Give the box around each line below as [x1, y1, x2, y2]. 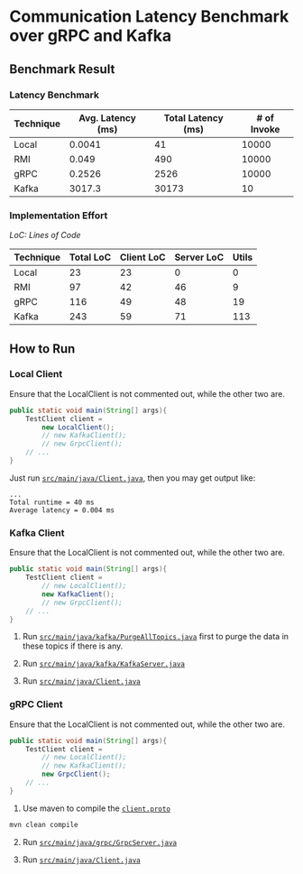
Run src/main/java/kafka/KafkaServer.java [22, 658, 186, 669]
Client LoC [120, 251, 166, 263]
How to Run [9, 341, 76, 356]
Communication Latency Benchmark [9, 6, 289, 27]
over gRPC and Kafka [9, 25, 172, 46]
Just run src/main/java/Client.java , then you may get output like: [9, 472, 256, 483]
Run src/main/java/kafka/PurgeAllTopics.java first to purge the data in [22, 631, 289, 642]
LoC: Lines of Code [9, 230, 81, 241]
